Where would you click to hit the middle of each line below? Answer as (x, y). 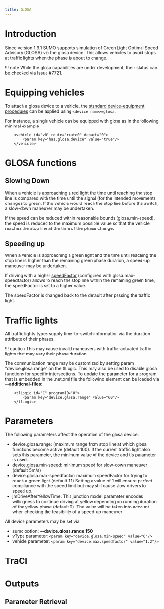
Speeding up (25, 243)
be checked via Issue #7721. (34, 73)
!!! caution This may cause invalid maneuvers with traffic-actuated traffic (78, 349)
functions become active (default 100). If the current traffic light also (81, 450)
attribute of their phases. (30, 339)
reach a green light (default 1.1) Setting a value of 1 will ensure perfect (82, 481)
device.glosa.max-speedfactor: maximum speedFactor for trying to (80, 476)
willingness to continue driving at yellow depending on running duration (84, 502)
